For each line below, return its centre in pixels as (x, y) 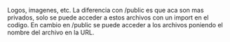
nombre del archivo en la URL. (51, 32)
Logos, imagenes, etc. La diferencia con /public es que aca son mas (106, 10)
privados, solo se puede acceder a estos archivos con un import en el (108, 17)
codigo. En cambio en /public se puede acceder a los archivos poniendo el (115, 25)
